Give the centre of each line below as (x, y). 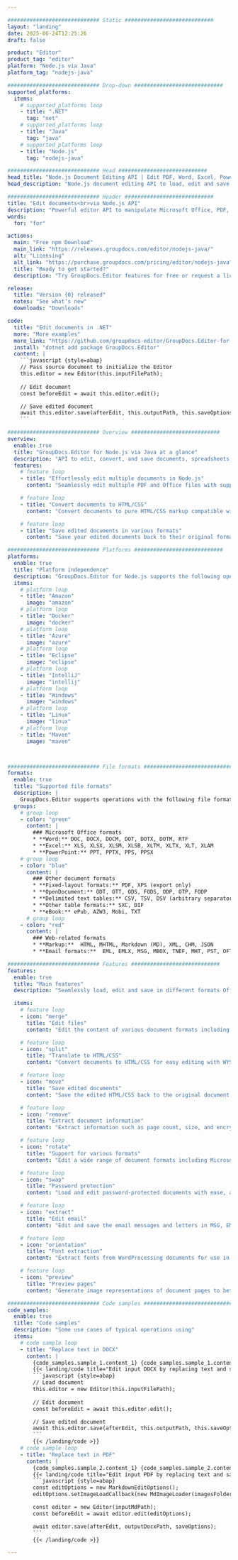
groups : (25, 806)
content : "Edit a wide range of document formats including (117, 1160)
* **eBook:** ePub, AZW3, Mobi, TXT (87, 912)
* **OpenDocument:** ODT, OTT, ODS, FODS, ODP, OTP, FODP (120, 892)
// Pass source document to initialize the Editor (96, 367)
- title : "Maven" (46, 735)
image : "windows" (52, 702)
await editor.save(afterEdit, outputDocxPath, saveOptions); (125, 1527)
